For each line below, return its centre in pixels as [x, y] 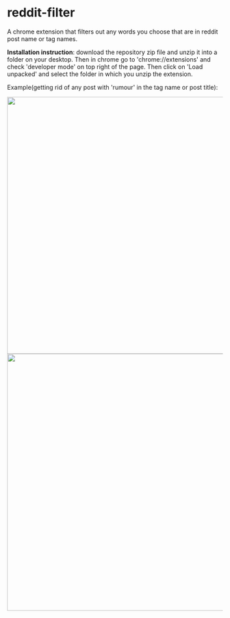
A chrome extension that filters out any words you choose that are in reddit [113, 32]
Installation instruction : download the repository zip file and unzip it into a [112, 52]
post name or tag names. [42, 38]
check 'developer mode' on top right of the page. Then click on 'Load [105, 66]
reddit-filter [41, 13]
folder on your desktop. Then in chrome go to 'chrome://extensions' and [109, 59]
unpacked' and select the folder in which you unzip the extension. [100, 74]
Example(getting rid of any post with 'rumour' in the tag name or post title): [113, 87]
